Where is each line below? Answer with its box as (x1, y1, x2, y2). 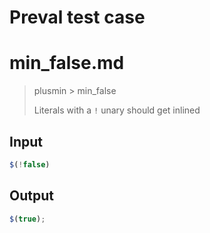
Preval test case (9, 6, 146, 29)
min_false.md (9, 52, 125, 75)
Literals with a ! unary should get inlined (33, 104, 201, 116)
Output (9, 187, 54, 205)
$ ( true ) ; (9, 214, 46, 224)
